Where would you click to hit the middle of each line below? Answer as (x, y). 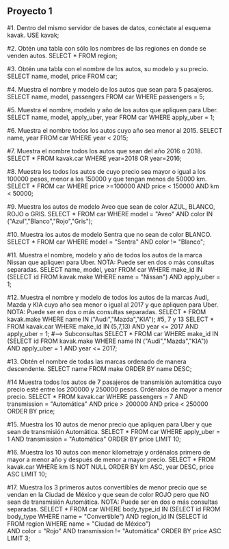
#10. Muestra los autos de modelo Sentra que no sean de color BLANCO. (109, 234)
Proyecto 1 (30, 11)
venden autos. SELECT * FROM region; (62, 55)
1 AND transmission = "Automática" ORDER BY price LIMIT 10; (94, 439)
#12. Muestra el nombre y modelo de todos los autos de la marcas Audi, (108, 297)
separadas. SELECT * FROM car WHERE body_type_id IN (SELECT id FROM (114, 509)
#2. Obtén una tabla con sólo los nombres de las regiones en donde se (107, 48)
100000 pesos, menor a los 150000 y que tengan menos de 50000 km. (107, 179)
